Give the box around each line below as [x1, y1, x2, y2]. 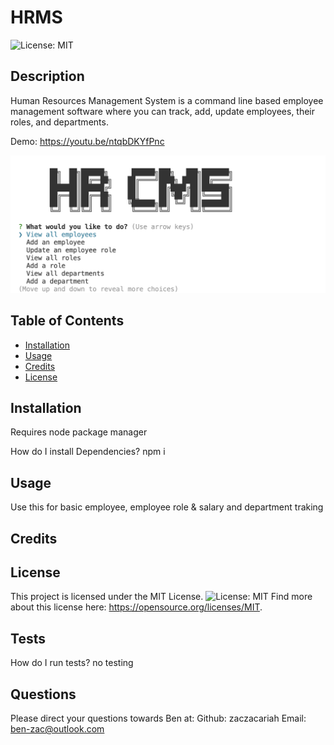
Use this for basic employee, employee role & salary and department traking [10, 501, 324, 513]
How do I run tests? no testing [10, 657, 134, 669]
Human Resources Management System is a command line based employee [10, 94, 324, 106]
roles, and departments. [10, 116, 109, 128]
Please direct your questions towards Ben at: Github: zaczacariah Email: [10, 712, 307, 725]
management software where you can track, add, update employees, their [10, 105, 316, 117]
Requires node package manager [10, 426, 148, 438]
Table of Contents [10, 312, 125, 330]
